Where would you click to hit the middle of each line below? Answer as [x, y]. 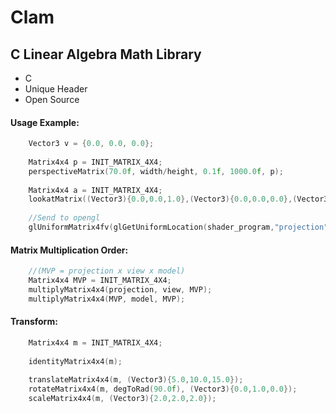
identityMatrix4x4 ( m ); [75, 361]
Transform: [34, 322]
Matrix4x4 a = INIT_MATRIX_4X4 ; [95, 190]
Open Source [52, 99]
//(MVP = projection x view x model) [107, 271]
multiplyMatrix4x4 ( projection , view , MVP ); [120, 289]
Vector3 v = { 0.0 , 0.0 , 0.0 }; [91, 144]
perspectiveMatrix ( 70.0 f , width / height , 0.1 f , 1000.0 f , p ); [156, 171]
